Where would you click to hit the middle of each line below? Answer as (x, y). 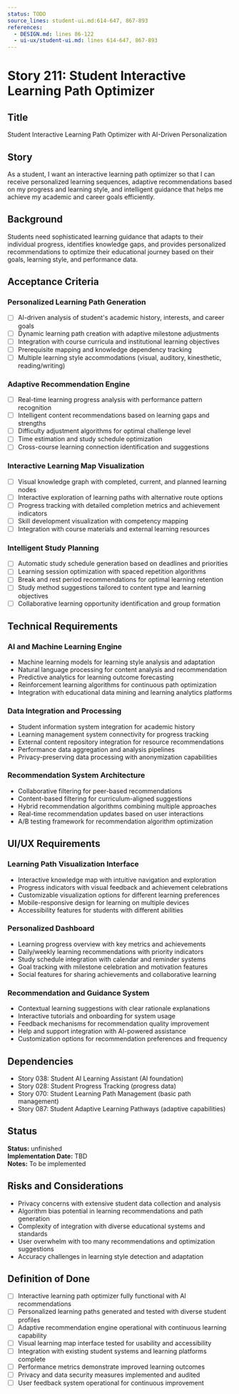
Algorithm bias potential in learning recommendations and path (110, 1210)
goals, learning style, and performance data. (72, 259)
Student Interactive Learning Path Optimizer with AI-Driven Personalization (117, 135)
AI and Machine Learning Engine (65, 646)
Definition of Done (49, 1279)
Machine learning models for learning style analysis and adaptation (116, 662)
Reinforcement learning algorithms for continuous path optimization (117, 685)
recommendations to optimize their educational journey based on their (111, 251)
